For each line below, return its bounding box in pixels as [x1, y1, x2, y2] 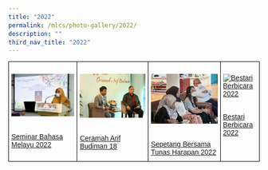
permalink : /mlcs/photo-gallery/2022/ [8, 21, 137, 30]
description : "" [8, 30, 62, 38]
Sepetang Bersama [150, 140, 211, 149]
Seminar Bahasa [11, 132, 64, 141]
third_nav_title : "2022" [8, 38, 91, 46]
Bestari [223, 113, 246, 121]
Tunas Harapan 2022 [150, 148, 217, 157]
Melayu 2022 [11, 140, 52, 149]
